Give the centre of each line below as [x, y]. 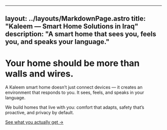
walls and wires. [39, 73]
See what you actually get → [34, 122]
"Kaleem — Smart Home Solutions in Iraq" [72, 26]
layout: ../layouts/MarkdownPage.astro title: [76, 19]
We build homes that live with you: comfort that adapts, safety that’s [75, 107]
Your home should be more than [73, 63]
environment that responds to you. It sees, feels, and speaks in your [75, 92]
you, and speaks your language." [57, 42]
